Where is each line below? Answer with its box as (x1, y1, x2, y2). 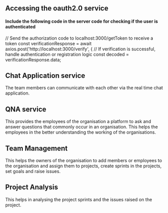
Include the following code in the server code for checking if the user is (5, 18, 158, 24)
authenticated (5, 23, 36, 29)
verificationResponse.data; (5, 56, 62, 63)
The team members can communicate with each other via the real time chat (5, 85, 163, 91)
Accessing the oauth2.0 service (5, 4, 109, 13)
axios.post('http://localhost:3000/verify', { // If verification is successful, (5, 46, 156, 52)
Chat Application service (5, 71, 86, 80)
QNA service (5, 105, 47, 113)
